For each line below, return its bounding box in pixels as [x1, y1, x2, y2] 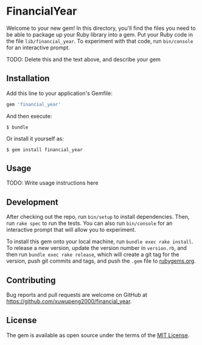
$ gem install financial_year [6, 146, 83, 153]
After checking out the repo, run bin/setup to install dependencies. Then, [6, 213, 190, 221]
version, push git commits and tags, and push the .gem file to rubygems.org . [6, 257, 197, 265]
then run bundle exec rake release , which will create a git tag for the [6, 251, 179, 258]
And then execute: [6, 112, 52, 119]
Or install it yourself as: [6, 135, 64, 142]
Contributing [6, 275, 56, 285]
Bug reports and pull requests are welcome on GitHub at [6, 291, 148, 299]
